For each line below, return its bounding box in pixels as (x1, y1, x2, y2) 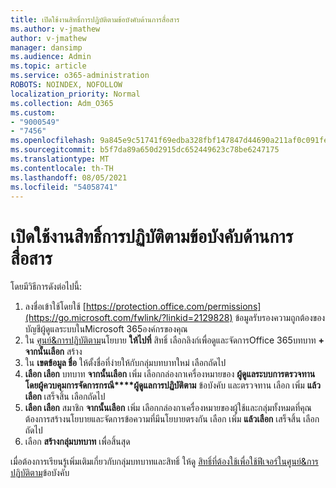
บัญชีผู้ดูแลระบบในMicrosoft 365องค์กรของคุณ (24, 323, 188, 335)
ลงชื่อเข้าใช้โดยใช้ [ (24, 301, 87, 313)
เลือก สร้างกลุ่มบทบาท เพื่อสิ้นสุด (24, 436, 131, 448)
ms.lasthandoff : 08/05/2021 (10, 172, 128, 183)
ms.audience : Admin (10, 52, 92, 62)
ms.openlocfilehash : (10, 136, 97, 146)
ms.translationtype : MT (10, 154, 110, 164)
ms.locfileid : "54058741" (10, 182, 118, 192)
